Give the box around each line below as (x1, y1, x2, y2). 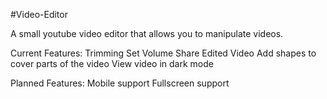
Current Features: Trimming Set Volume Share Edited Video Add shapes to (10, 47, 317, 59)
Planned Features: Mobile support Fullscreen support (10, 77, 230, 89)
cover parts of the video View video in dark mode (10, 58, 214, 69)
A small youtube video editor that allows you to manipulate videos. (10, 28, 284, 39)
